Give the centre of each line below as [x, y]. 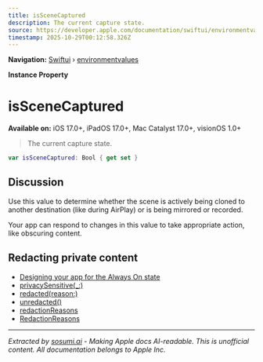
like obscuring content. [45, 233]
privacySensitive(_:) [51, 285]
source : [21, 30]
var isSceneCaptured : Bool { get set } [73, 158]
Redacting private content [73, 258]
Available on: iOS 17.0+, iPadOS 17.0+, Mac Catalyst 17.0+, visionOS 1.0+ [125, 128]
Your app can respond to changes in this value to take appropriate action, [126, 225]
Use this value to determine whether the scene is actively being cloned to [126, 201]
